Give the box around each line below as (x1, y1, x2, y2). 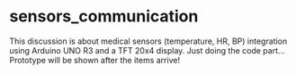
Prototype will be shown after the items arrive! (9, 54, 181, 65)
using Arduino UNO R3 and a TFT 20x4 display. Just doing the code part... (9, 45, 285, 55)
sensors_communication (9, 6, 199, 27)
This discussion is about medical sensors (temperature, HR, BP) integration (9, 36, 288, 46)
